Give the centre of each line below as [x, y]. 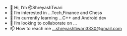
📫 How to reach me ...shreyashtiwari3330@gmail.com [66, 28]
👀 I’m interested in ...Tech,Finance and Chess [56, 13]
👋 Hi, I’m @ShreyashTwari [36, 8]
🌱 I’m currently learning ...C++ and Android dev [58, 18]
